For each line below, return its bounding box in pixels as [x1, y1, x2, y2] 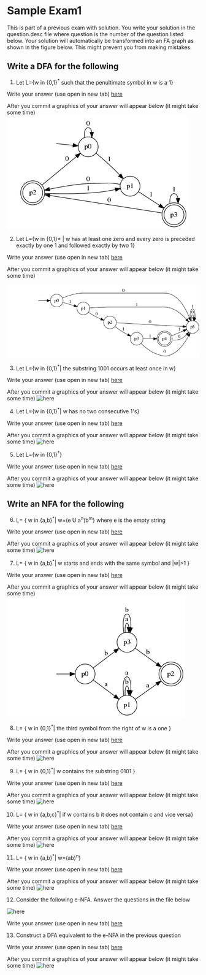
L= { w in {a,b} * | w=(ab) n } [15, 853, 82, 862]
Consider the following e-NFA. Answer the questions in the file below [15, 896, 191, 903]
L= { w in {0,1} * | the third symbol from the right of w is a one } [15, 723, 171, 732]
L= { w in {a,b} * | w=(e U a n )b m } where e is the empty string [15, 515, 166, 524]
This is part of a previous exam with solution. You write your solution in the [7, 24, 196, 31]
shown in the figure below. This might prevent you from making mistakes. [7, 44, 192, 51]
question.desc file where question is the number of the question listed [7, 30, 184, 37]
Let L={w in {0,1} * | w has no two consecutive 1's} [15, 407, 140, 415]
